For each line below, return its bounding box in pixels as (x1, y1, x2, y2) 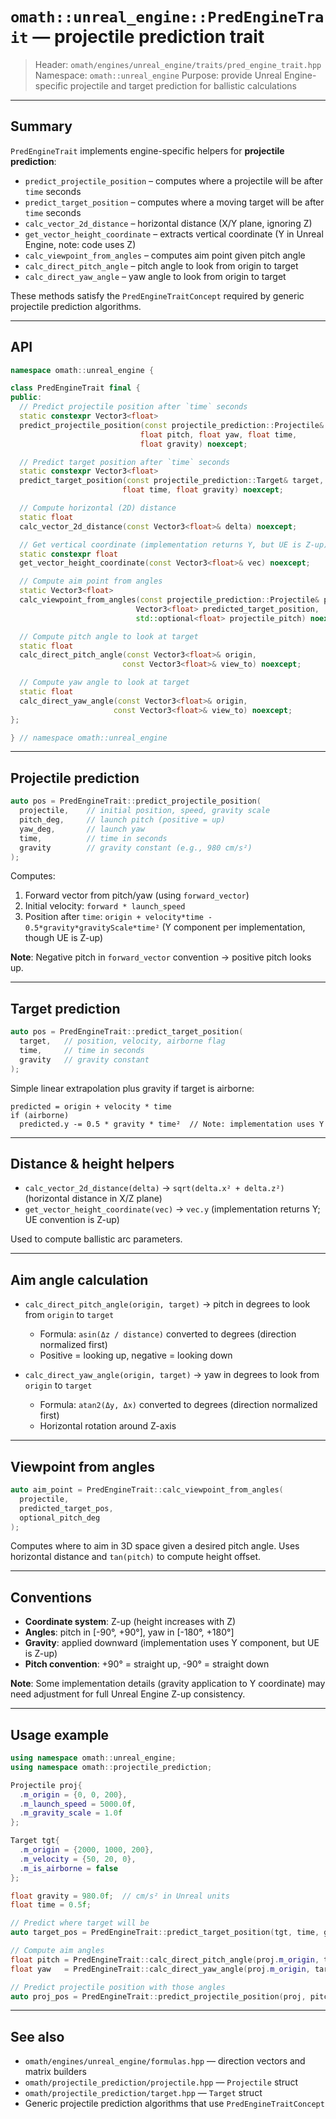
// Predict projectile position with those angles (10, 1982, 226, 1992)
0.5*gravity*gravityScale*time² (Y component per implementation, (24, 921, 306, 933)
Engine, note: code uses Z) (24, 238, 137, 250)
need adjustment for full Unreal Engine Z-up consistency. (10, 1688, 246, 1700)
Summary (10, 118, 73, 135)
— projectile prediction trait (32, 26, 265, 48)
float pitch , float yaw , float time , (139, 429, 298, 440)
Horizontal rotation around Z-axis (39, 1420, 177, 1432)
